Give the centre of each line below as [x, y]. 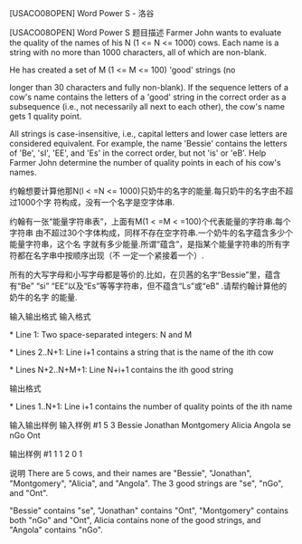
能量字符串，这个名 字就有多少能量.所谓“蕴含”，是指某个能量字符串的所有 [146, 244]
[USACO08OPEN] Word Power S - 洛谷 [82, 13]
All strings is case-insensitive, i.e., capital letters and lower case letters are [148, 134]
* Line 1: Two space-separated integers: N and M [101, 334]
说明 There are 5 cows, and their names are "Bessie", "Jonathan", [131, 473]
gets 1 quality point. [46, 116]
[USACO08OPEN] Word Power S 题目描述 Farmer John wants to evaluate [146, 33]
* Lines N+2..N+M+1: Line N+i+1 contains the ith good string [121, 370]
